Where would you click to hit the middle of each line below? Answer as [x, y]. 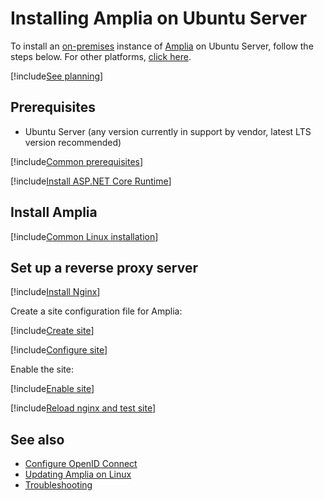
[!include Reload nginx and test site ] [83, 408]
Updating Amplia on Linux [78, 474]
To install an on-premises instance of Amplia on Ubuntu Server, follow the [162, 46]
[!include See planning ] [57, 76]
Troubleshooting [58, 485]
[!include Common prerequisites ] [77, 161]
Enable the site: [42, 369]
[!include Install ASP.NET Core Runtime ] [91, 181]
